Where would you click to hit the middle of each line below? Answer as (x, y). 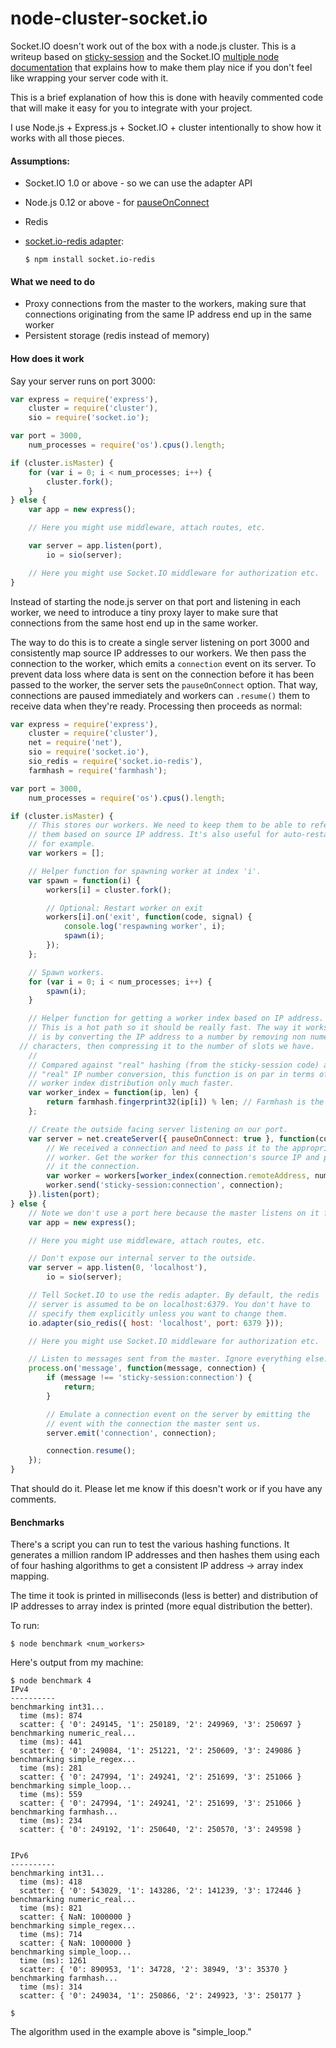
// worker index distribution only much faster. (131, 1083)
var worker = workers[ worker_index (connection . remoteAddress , (178, 1176)
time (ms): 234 (51, 1821)
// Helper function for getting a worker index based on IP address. (176, 1018)
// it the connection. (93, 1167)
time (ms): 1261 (53, 1961)
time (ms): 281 (51, 1768)
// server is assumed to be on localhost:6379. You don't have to (169, 1304)
